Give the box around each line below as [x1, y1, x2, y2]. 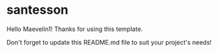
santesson [6, 2, 69, 18]
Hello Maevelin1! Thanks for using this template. [6, 25, 143, 33]
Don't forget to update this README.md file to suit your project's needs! [6, 38, 212, 46]
